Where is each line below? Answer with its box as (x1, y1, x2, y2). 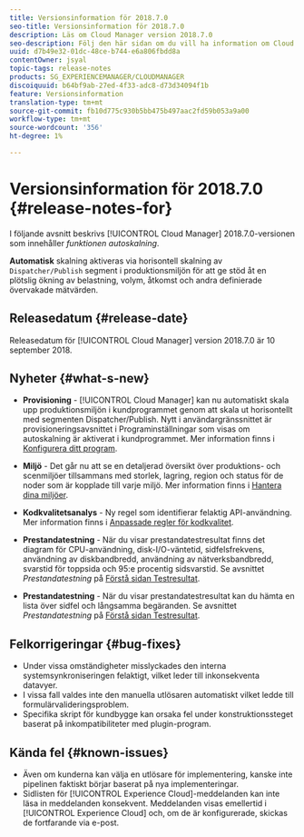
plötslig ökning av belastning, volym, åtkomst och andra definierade (9, 274, 263, 285)
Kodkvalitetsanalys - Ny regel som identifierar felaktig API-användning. (22, 507, 292, 518)
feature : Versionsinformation (9, 89, 124, 98)
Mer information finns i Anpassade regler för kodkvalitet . (22, 517, 234, 528)
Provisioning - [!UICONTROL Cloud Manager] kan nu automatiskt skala (22, 394, 289, 405)
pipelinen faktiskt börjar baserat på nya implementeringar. (22, 779, 239, 790)
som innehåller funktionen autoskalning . (9, 237, 160, 248)
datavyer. (22, 680, 58, 691)
